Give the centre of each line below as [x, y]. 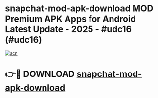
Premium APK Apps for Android [70, 19]
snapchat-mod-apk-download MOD [79, 9]
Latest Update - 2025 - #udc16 [68, 29]
